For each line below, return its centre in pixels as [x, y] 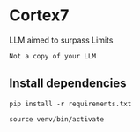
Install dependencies [68, 84]
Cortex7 [39, 16]
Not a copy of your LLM [53, 56]
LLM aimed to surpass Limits [61, 40]
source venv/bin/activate [56, 119]
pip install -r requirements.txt [70, 104]
